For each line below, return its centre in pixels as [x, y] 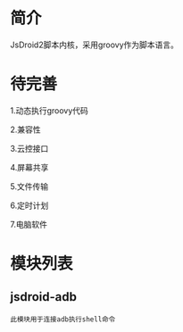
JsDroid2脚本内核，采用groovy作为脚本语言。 [95, 45]
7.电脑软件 [29, 224]
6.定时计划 [29, 205]
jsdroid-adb [44, 297]
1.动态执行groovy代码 [49, 110]
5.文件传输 [29, 186]
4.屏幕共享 [29, 167]
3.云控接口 [29, 148]
